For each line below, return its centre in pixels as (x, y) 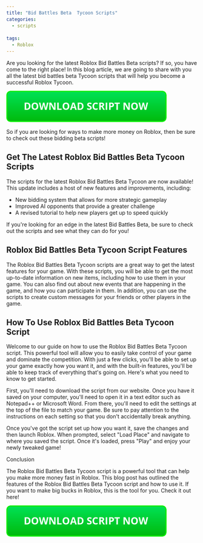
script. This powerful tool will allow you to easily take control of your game (99, 353)
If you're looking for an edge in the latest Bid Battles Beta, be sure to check (100, 224)
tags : (13, 39)
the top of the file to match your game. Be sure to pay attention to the (93, 410)
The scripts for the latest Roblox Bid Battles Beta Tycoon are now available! (100, 181)
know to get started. (32, 379)
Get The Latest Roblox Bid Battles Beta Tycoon (95, 157)
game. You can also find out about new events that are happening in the (96, 284)
